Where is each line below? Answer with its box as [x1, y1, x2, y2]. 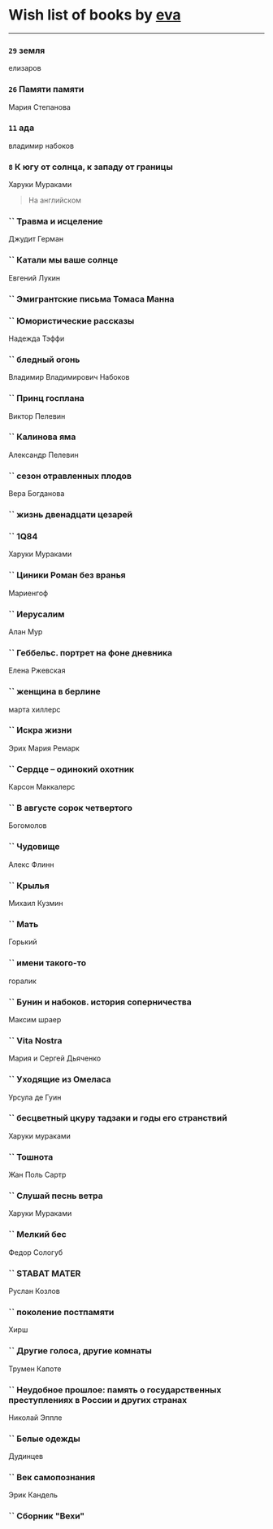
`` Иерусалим [8, 608, 65, 620]
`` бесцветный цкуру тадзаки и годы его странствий [8, 1113, 227, 1124]
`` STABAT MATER [8, 1267, 81, 1279]
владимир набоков [8, 141, 75, 150]
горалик [8, 976, 37, 986]
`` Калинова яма [8, 431, 76, 442]
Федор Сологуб [8, 1247, 63, 1257]
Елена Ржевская [8, 665, 66, 676]
